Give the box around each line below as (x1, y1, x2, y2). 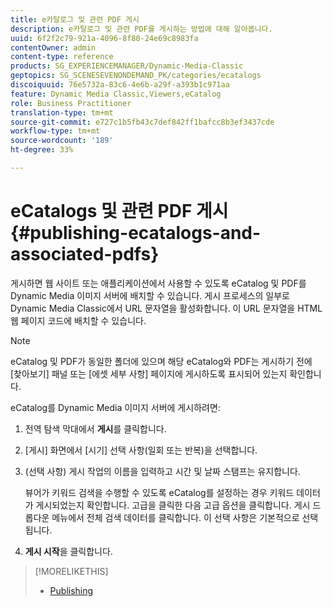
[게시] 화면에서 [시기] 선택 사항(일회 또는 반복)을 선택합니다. (24, 444, 258, 456)
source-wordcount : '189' (10, 136, 114, 146)
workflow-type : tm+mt (10, 126, 101, 136)
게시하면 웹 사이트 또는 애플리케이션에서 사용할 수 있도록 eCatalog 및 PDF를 (10, 277, 307, 289)
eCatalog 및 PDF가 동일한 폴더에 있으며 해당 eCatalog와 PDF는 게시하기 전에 (10, 355, 313, 367)
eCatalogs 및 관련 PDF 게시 (10, 200, 229, 223)
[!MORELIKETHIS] (34, 565, 109, 577)
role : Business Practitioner (10, 98, 132, 108)
